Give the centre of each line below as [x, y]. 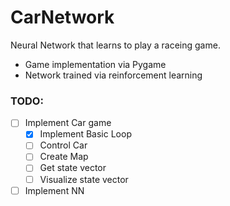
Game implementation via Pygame [95, 64]
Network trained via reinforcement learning [113, 75]
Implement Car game [68, 123]
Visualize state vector [84, 179]
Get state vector [73, 168]
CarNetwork [62, 17]
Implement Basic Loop [85, 134]
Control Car [63, 145]
